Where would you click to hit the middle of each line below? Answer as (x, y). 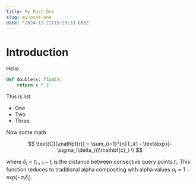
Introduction (37, 52)
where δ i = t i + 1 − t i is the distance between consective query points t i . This (98, 163)
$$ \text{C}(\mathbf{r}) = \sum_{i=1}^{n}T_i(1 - (85, 144)
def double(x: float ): (34, 80)
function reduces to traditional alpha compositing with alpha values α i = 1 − (98, 170)
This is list (18, 96)
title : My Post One (30, 12)
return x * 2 (33, 85)
